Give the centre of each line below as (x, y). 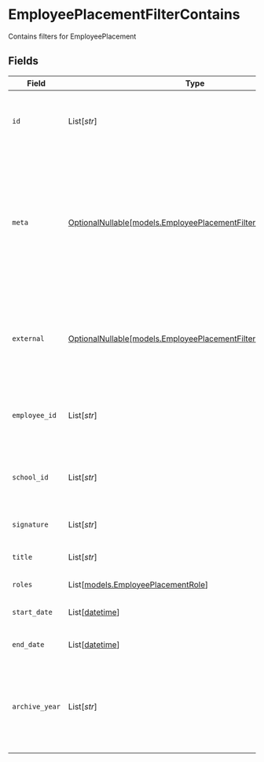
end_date (28, 644)
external (28, 338)
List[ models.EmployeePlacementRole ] (138, 584)
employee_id (35, 415)
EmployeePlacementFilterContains (125, 15)
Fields (24, 61)
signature (30, 524)
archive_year (37, 707)
